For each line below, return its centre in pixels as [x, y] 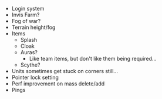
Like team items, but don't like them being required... [93, 59]
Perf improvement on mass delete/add [58, 84]
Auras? [29, 52]
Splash [29, 40]
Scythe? [30, 65]
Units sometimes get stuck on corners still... [65, 71]
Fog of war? [26, 21]
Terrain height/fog [33, 27]
